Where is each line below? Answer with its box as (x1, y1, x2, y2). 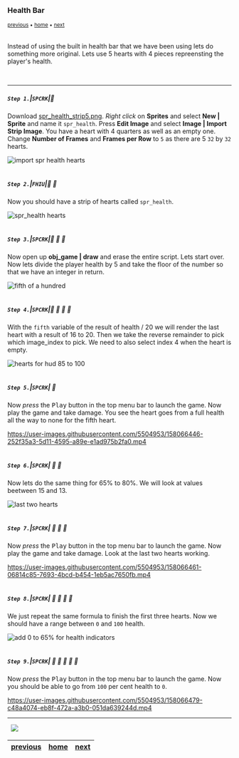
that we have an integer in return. (7, 268, 105, 276)
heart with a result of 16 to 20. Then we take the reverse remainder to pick (7, 331, 225, 339)
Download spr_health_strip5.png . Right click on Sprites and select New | (7, 112, 221, 120)
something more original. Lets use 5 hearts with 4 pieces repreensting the (7, 50, 224, 58)
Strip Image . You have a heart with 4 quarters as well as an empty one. (7, 127, 216, 135)
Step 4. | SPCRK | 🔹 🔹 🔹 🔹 (7, 305, 72, 313)
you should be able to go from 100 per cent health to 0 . (7, 682, 167, 691)
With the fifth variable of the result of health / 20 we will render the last (7, 323, 219, 331)
